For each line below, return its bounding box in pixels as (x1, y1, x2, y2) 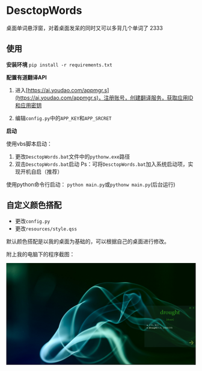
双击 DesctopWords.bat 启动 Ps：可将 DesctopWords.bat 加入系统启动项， (14, 160, 188, 168)
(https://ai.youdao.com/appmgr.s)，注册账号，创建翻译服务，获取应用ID (14, 94, 194, 101)
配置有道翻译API (6, 74, 47, 81)
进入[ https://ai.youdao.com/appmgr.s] (14, 86, 109, 94)
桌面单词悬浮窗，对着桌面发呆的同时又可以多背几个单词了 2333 (6, 24, 164, 31)
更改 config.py (14, 217, 50, 224)
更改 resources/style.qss (14, 224, 77, 232)
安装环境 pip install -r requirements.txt (6, 61, 112, 68)
